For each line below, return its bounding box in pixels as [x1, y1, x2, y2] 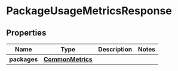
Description [98, 46, 133, 53]
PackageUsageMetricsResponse [6, 4, 172, 18]
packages [9, 55, 38, 63]
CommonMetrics [44, 55, 93, 63]
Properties [6, 28, 47, 38]
